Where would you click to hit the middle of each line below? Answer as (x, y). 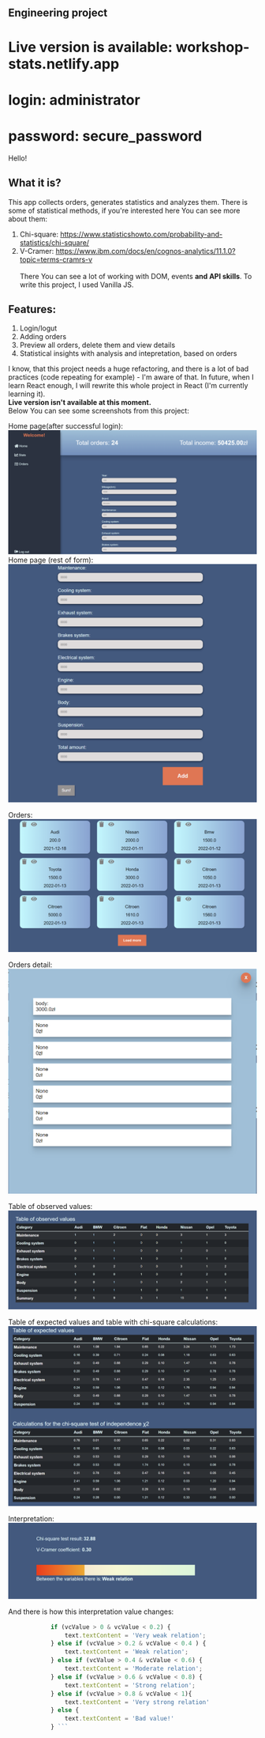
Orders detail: (30, 965)
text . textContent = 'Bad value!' (119, 1719)
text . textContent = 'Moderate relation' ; (133, 1669)
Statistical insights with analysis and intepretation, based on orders (128, 353)
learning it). (27, 394)
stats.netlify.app (64, 64)
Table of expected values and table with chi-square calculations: (113, 1322)
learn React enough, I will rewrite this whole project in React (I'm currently (128, 386)
